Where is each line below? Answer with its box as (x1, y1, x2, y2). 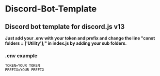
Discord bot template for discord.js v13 (5, 23, 125, 31)
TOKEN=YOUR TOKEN (5, 63, 40, 68)
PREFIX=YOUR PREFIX (5, 67, 45, 73)
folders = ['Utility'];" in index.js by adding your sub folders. (5, 40, 127, 46)
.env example (5, 52, 38, 59)
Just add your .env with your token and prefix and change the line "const (5, 35, 155, 41)
